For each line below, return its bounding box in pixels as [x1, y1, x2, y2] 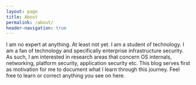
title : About [6, 14, 38, 20]
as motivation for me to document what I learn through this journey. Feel [6, 66, 180, 73]
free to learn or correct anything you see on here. [6, 72, 125, 79]
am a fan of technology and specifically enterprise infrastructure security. [6, 47, 184, 55]
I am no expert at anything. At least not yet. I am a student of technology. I [6, 41, 184, 48]
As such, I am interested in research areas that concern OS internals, [6, 53, 172, 60]
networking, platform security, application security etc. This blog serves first [6, 60, 190, 67]
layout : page [6, 8, 38, 15]
